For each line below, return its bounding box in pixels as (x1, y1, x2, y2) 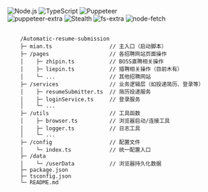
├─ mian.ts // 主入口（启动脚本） (20, 43, 167, 50)
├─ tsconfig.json (20, 173, 72, 180)
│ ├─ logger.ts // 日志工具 (20, 125, 141, 132)
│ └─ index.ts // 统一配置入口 (20, 146, 151, 153)
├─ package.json (20, 166, 69, 173)
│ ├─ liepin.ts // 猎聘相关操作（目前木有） (20, 66, 183, 73)
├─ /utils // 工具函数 (20, 110, 141, 117)
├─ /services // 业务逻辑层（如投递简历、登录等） (20, 81, 204, 88)
